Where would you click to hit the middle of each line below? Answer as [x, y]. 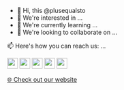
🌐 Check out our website [42, 79]
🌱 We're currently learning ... [57, 25]
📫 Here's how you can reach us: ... [57, 46]
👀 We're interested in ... [50, 18]
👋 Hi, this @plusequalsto [51, 11]
